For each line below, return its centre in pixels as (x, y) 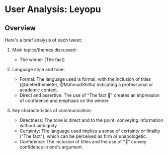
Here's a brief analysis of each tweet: (44, 40)
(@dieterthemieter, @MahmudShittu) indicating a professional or (86, 85)
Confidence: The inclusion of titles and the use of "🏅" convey (83, 142)
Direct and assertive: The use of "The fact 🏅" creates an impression (90, 95)
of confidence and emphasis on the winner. (64, 100)
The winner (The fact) (42, 60)
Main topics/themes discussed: (45, 50)
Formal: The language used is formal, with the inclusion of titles (85, 79)
